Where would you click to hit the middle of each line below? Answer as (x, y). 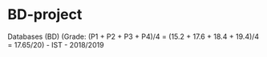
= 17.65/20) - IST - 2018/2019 (56, 44)
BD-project (45, 15)
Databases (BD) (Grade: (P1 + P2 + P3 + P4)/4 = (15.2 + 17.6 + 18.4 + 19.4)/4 (133, 36)
